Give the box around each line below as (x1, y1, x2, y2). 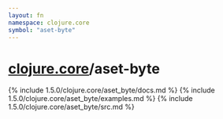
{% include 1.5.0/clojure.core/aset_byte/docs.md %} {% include (8, 85, 215, 95)
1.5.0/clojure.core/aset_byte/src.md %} (8, 103, 136, 112)
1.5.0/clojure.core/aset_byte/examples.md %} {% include (8, 94, 193, 103)
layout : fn (8, 11, 44, 20)
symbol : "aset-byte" (8, 26, 76, 34)
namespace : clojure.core (8, 19, 90, 27)
